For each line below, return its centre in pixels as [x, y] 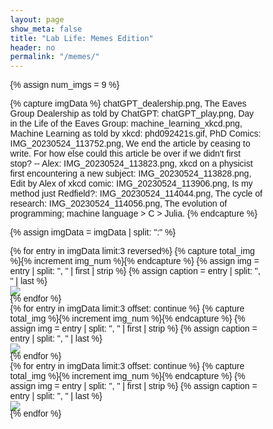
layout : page [37, 19]
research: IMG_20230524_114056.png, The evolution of [119, 204]
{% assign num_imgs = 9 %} [65, 85]
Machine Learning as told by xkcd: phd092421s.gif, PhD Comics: [135, 134]
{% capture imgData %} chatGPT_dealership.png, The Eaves [128, 104]
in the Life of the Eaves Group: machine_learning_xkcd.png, [126, 124]
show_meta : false [46, 29]
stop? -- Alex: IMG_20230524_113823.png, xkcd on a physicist [132, 164]
